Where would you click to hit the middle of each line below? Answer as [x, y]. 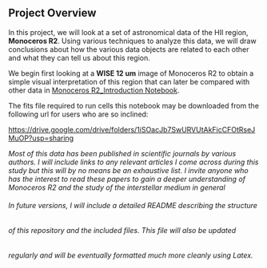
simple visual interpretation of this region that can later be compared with [129, 81]
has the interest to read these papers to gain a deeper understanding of [127, 179]
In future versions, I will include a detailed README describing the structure [133, 206]
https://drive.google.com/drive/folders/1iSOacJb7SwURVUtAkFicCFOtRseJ [132, 129]
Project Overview [52, 13]
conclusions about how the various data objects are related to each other [129, 49]
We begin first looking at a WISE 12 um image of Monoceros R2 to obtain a [131, 73]
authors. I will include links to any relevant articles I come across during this [133, 162]
